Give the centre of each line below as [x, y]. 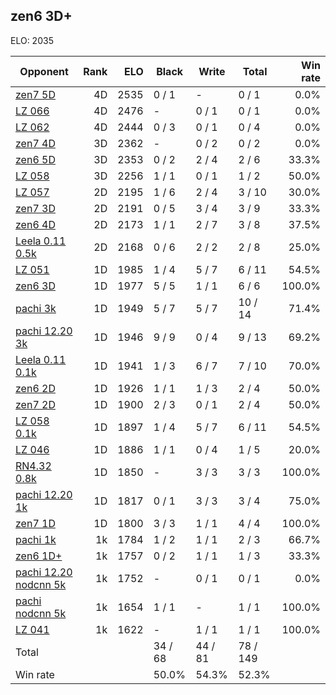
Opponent [44, 71]
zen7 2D [35, 404]
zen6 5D [35, 159]
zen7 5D [35, 94]
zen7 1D [35, 523]
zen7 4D [35, 143]
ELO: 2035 [32, 40]
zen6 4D [35, 224]
